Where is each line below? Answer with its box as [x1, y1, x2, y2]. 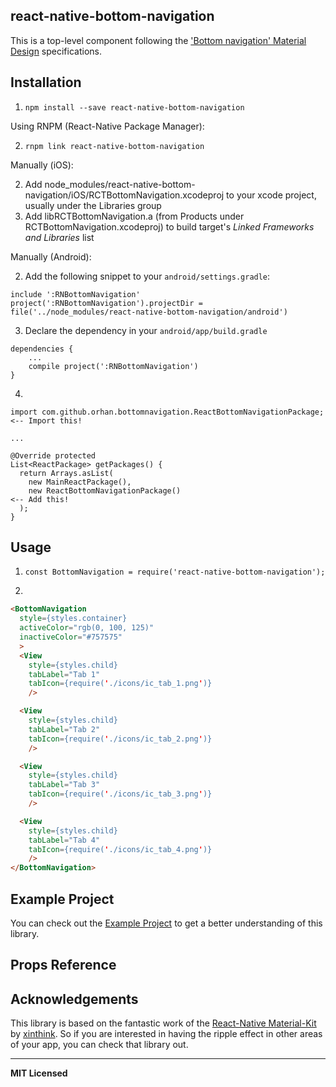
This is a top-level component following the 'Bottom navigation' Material [10, 34, 307, 46]
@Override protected [10, 450, 97, 461]
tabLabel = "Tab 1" [28, 669, 101, 679]
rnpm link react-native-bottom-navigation [24, 141, 205, 151]
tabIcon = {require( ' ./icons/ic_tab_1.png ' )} [28, 679, 213, 689]
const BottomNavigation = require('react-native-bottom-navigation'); [24, 567, 326, 578]
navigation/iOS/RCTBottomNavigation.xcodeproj [24, 189, 225, 201]
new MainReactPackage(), [28, 477, 132, 487]
